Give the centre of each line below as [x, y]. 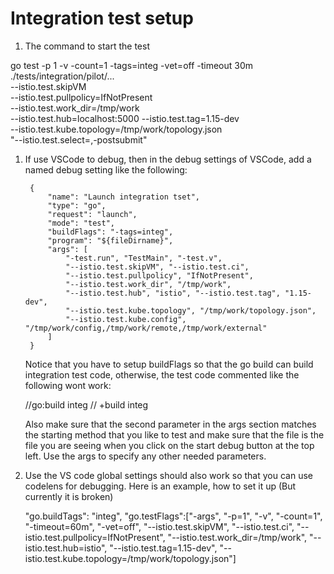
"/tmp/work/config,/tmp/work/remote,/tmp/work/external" [146, 328]
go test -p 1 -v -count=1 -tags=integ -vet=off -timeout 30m [132, 65]
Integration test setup [102, 18]
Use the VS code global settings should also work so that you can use [168, 475]
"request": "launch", [92, 214]
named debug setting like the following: [106, 169]
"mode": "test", [81, 223]
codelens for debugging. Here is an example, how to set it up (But [160, 486]
